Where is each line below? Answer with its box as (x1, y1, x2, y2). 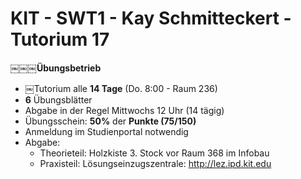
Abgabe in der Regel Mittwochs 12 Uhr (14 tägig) (24, 104, 225, 116)
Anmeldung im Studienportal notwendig (24, 125, 189, 137)
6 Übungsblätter (24, 93, 93, 106)
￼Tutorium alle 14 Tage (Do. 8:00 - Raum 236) (24, 82, 218, 94)
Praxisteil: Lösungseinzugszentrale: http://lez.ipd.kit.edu (39, 157, 272, 169)
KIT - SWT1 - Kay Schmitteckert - (10, 7, 292, 30)
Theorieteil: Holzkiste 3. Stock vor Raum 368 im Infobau (39, 147, 270, 159)
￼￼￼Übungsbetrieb (10, 62, 102, 74)
